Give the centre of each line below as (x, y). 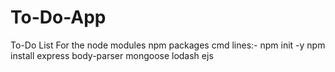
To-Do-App (58, 17)
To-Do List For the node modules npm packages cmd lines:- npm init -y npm (168, 45)
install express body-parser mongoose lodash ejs (112, 55)
